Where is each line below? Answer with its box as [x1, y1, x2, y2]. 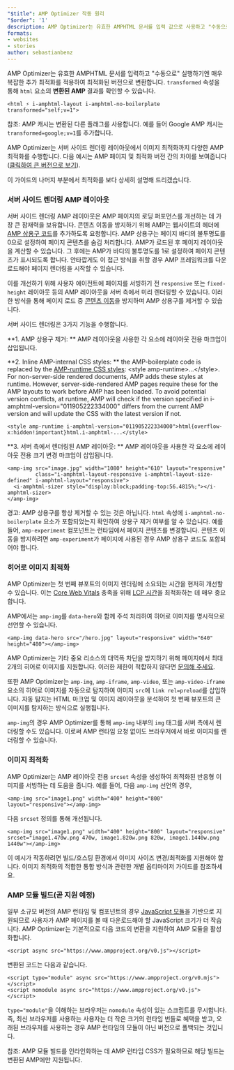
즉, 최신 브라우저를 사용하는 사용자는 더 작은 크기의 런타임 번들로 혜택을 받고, [7, 1015, 215, 1023]
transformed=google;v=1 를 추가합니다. [7, 128, 114, 137]
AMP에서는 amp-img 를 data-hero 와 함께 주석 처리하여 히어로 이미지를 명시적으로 [7, 612, 225, 621]
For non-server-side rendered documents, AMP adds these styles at [7, 373, 203, 381]
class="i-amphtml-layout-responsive [35, 471, 141, 478]
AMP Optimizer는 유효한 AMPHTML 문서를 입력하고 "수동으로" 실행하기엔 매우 [7, 69, 223, 77]
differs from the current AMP [121, 402, 204, 410]
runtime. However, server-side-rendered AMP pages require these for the [7, 380, 219, 388]
